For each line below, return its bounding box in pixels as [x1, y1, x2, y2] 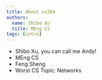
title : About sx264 [6, 8, 56, 15]
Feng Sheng [15, 61, 46, 68]
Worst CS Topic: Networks [15, 67, 82, 74]
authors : [6, 14, 29, 20]
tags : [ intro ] [6, 31, 42, 37]
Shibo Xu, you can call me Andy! [15, 48, 97, 55]
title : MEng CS [12, 25, 50, 32]
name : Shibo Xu [12, 20, 50, 26]
